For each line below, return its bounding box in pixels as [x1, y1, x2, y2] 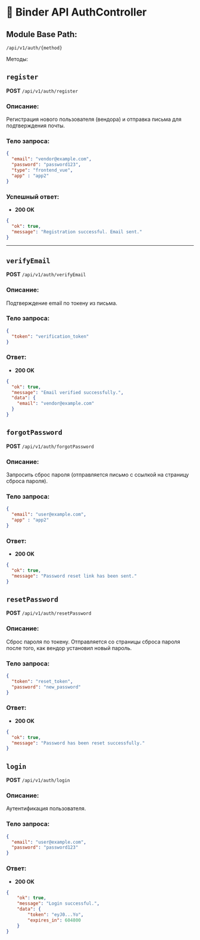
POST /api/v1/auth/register [6, 87, 79, 94]
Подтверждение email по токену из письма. [6, 299, 118, 307]
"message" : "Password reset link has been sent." [11, 573, 137, 579]
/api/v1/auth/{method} [6, 45, 62, 51]
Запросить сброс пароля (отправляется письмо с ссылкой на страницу [6, 471, 189, 478]
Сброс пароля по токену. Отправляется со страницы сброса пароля [6, 638, 180, 645]
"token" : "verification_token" [11, 333, 89, 340]
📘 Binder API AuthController [6, 5, 147, 19]
